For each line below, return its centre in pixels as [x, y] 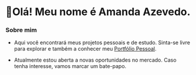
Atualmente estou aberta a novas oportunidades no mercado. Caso [95, 60]
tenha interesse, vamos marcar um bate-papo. [70, 66]
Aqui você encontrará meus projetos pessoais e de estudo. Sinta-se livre [102, 42]
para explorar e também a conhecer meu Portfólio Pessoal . [85, 49]
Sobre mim [21, 30]
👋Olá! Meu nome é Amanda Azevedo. [98, 12]
